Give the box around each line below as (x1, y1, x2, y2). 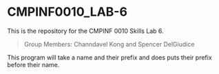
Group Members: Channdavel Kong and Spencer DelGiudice (23, 40, 195, 48)
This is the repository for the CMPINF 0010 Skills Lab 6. (7, 27, 164, 35)
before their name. (7, 60, 60, 69)
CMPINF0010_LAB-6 (7, 4, 127, 20)
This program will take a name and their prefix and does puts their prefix (7, 53, 212, 62)
